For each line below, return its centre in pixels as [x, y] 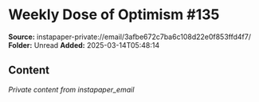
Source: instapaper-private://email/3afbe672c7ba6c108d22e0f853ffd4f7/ [129, 37]
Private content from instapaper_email [71, 89]
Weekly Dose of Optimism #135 [114, 15]
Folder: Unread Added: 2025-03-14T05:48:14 [84, 45]
